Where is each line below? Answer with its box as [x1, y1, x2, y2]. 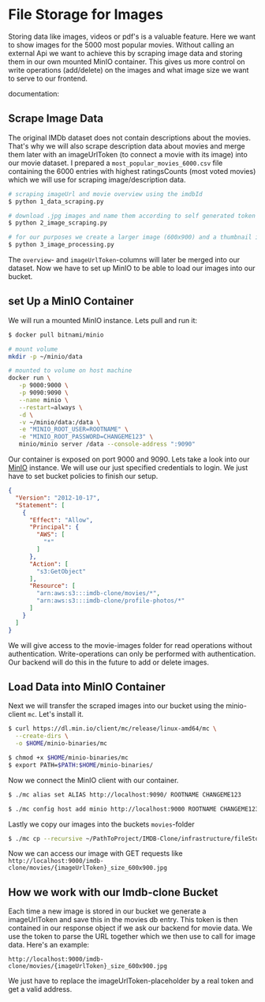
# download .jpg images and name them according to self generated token [8, 212, 256, 220]
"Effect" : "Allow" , [28, 516, 93, 524]
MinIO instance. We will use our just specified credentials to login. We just [8, 463, 248, 473]
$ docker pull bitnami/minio [8, 330, 104, 339]
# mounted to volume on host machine [8, 367, 132, 375]
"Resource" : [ [28, 582, 77, 590]
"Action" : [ [28, 559, 69, 568]
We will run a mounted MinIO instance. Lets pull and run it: [8, 315, 198, 325]
